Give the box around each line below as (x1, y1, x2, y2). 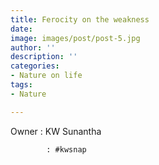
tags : (10, 80, 33, 90)
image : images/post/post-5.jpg (10, 33, 141, 43)
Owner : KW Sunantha (10, 125, 102, 137)
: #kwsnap (46, 144, 87, 155)
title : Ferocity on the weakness (10, 14, 150, 25)
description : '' (10, 52, 78, 62)
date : (10, 24, 33, 34)
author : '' (10, 42, 56, 53)
